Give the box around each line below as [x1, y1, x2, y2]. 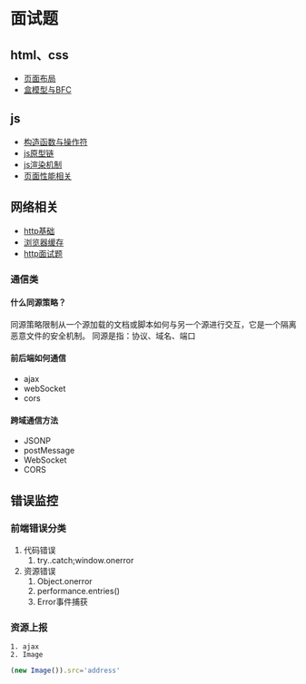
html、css [10, 47, 69, 63]
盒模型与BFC [23, 84, 72, 95]
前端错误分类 [10, 523, 67, 535]
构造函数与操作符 [23, 136, 88, 147]
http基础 [23, 225, 55, 236]
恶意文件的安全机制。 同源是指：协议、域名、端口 [10, 330, 196, 341]
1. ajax [10, 642, 40, 651]
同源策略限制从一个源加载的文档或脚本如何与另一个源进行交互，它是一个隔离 [10, 318, 297, 329]
